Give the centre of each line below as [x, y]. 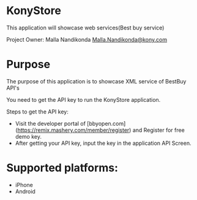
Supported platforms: [62, 168]
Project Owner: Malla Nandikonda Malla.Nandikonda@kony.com [87, 39]
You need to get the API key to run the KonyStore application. [84, 99]
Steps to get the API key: [37, 112]
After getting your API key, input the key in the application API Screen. [103, 143]
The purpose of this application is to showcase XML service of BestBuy [96, 81]
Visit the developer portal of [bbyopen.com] [70, 123]
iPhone [24, 185]
